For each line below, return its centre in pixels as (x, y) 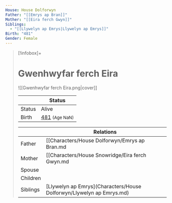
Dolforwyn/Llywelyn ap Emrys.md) (88, 193)
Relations (105, 132)
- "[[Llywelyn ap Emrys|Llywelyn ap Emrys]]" (59, 29)
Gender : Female (21, 39)
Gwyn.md (57, 161)
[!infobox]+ (30, 53)
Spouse (30, 170)
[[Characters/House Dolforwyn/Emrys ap (95, 140)
